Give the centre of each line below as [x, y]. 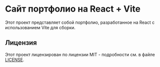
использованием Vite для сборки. [40, 27]
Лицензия [21, 43]
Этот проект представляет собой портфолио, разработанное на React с [80, 22]
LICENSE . [15, 60]
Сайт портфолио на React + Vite [73, 9]
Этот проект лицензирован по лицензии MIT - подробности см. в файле [80, 54]
